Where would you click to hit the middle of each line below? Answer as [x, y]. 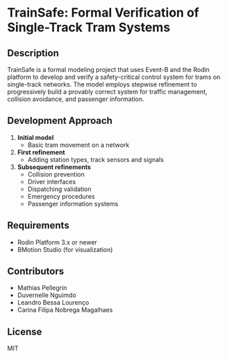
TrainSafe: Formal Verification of [103, 13]
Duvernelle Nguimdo [47, 295]
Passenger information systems [73, 204]
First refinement [41, 152]
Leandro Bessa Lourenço [53, 303]
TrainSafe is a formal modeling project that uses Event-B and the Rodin [109, 70]
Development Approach [60, 121]
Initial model [35, 137]
